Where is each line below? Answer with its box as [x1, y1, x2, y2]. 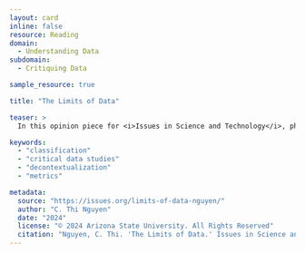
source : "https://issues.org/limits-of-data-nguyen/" [17, 196, 225, 205]
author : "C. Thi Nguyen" [17, 205, 112, 214]
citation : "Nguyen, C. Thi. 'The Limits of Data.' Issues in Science [17, 230, 286, 239]
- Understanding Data [17, 47, 100, 56]
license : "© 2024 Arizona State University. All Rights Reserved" [17, 221, 274, 231]
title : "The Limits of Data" [9, 96, 120, 105]
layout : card [9, 13, 59, 23]
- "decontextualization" [17, 163, 112, 172]
